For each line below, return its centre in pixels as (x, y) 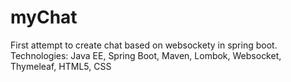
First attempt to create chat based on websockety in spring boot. (144, 45)
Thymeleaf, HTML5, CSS (61, 66)
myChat (44, 17)
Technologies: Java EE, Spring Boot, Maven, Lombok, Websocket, (146, 55)
